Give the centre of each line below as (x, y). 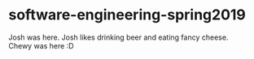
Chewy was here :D (42, 45)
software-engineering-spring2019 (127, 15)
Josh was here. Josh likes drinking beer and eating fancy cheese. (118, 37)
